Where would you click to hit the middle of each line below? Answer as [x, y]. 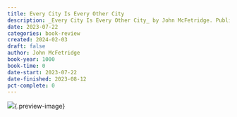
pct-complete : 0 [31, 85]
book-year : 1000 [31, 60]
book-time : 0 [26, 66]
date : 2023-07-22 [33, 27]
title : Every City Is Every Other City [66, 14]
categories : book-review [44, 33]
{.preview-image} [40, 106]
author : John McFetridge [44, 53]
